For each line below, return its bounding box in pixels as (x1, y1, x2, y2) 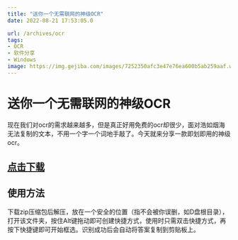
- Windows (7, 56, 37, 64)
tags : (7, 36, 23, 43)
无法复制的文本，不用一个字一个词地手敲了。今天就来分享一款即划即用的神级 (7, 129, 231, 138)
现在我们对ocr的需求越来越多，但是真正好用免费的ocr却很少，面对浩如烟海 (7, 120, 225, 129)
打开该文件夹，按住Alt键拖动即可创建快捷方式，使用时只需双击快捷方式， (7, 216, 220, 224)
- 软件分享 (7, 50, 35, 57)
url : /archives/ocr (7, 30, 65, 37)
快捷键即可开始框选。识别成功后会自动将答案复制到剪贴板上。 (19, 225, 200, 234)
